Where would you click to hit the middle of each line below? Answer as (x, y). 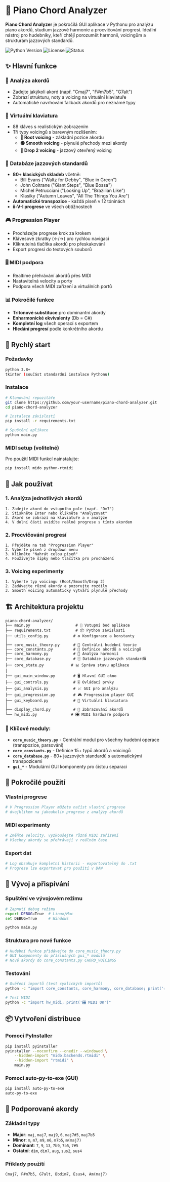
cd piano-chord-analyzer (31, 407)
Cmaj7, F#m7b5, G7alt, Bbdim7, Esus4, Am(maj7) (56, 1174)
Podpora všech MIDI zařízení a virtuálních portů (62, 286)
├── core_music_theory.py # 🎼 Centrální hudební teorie (71, 645)
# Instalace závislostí (30, 416)
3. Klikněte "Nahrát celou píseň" (42, 554)
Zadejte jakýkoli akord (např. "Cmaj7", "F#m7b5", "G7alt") (72, 92)
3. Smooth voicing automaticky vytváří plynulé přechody (67, 591)
